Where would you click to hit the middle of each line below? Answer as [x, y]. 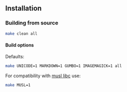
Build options [20, 45]
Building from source [32, 23]
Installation [23, 8]
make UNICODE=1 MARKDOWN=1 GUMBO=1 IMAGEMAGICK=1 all [64, 66]
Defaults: [15, 56]
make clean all [21, 33]
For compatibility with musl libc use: [43, 76]
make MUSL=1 [18, 85]
